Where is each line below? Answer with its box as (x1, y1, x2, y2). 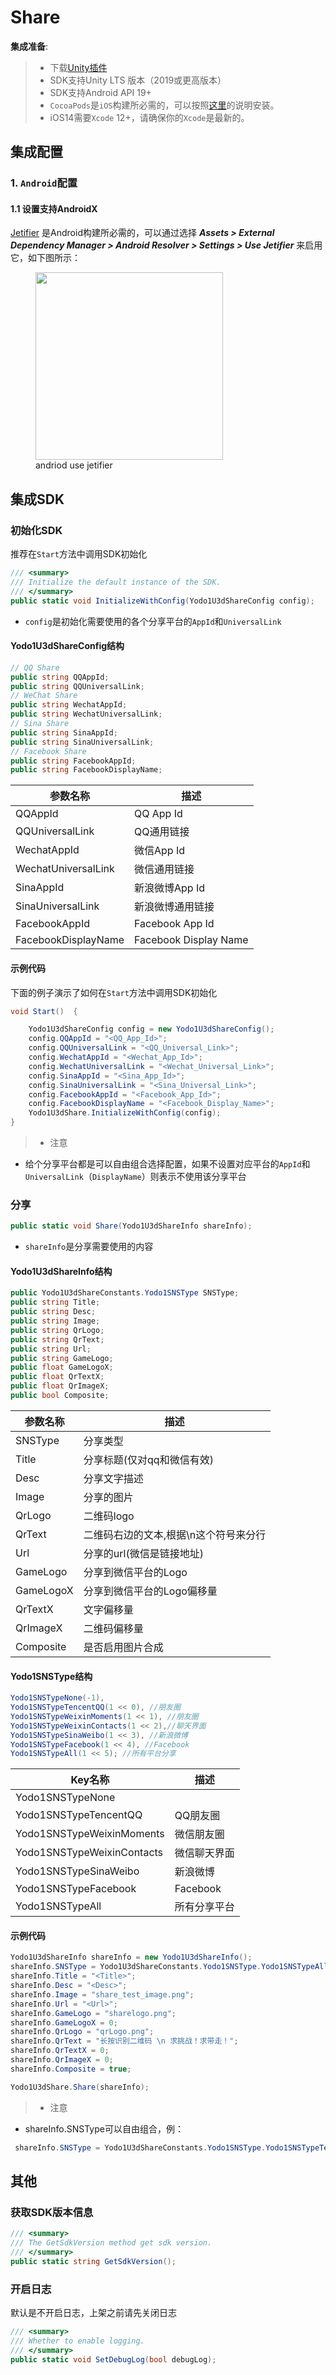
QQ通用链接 (134, 825, 190, 839)
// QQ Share (10, 662, 60, 673)
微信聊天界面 (174, 1846, 235, 1860)
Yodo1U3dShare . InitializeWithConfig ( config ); (28, 1108, 222, 1118)
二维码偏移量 (83, 1621, 144, 1635)
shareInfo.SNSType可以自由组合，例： (24, 2122, 184, 2135)
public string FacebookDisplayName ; (10, 765, 163, 775)
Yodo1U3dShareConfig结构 (10, 640, 125, 652)
